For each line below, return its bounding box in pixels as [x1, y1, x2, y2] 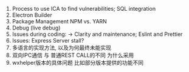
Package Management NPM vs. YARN [12, 18, 108, 25]
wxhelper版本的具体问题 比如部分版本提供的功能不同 [12, 59, 144, 66]
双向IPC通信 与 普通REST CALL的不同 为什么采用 [12, 52, 134, 59]
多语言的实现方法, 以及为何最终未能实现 [12, 44, 111, 51]
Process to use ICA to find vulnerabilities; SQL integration [12, 5, 156, 12]
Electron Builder [12, 11, 53, 19]
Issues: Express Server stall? [12, 37, 84, 44]
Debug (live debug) [12, 24, 61, 31]
